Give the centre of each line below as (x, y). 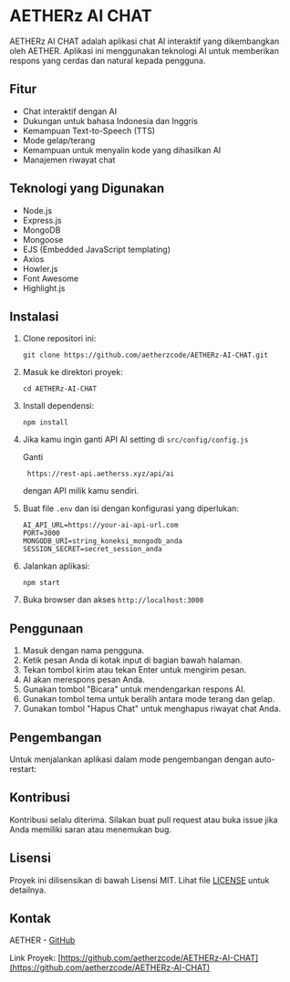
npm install (45, 423)
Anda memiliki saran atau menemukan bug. (90, 829)
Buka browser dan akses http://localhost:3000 (113, 600)
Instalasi (34, 316)
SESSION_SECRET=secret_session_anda (92, 549)
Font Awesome (51, 278)
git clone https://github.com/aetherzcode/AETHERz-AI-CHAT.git (145, 355)
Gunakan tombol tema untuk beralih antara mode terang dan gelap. (149, 699)
